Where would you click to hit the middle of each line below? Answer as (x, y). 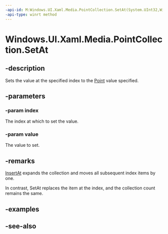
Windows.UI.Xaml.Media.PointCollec (84, 39)
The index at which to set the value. (42, 121)
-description (25, 68)
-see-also (21, 226)
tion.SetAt (27, 50)
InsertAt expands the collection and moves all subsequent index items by (80, 173)
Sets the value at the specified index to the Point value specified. (72, 80)
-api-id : (14, 10)
